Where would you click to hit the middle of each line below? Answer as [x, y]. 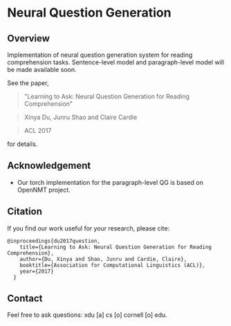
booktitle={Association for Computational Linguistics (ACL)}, [113, 265]
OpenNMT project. [44, 190]
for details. [22, 144]
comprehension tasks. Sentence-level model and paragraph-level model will [116, 62]
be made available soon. [42, 70]
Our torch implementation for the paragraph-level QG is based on [110, 182]
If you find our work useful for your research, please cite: [89, 228]
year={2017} [37, 271]
